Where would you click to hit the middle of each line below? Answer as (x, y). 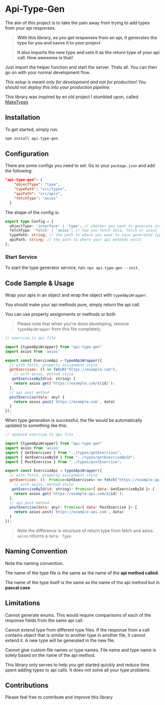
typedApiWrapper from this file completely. (59, 329)
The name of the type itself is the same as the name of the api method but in (82, 582)
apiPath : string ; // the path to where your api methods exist (75, 240)
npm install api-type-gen (31, 138)
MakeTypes (17, 102)
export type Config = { (29, 221)
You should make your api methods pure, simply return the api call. (73, 305)
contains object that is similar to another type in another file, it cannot (75, 635)
